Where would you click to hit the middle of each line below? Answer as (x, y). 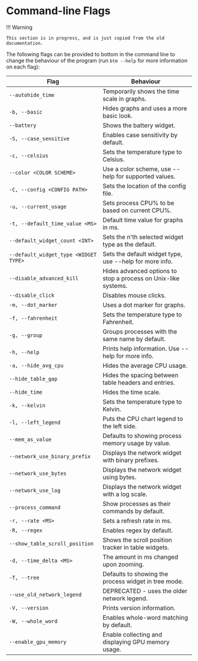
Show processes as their (136, 504)
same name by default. (134, 339)
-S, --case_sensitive (39, 138)
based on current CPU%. (137, 210)
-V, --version (29, 608)
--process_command (35, 507)
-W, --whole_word (33, 621)
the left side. (120, 426)
